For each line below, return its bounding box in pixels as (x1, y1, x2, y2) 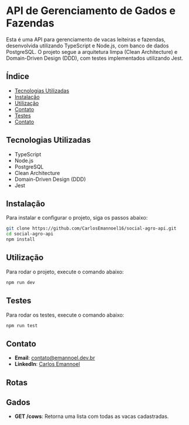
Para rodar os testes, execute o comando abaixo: (6, 311, 125, 318)
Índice (6, 71, 29, 81)
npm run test (6, 323, 38, 328)
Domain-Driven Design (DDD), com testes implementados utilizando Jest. (6, 54, 183, 61)
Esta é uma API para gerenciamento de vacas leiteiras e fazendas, (6, 36, 166, 43)
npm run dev (6, 279, 35, 285)
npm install (6, 237, 35, 242)
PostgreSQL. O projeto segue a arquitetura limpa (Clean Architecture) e (6, 48, 178, 55)
